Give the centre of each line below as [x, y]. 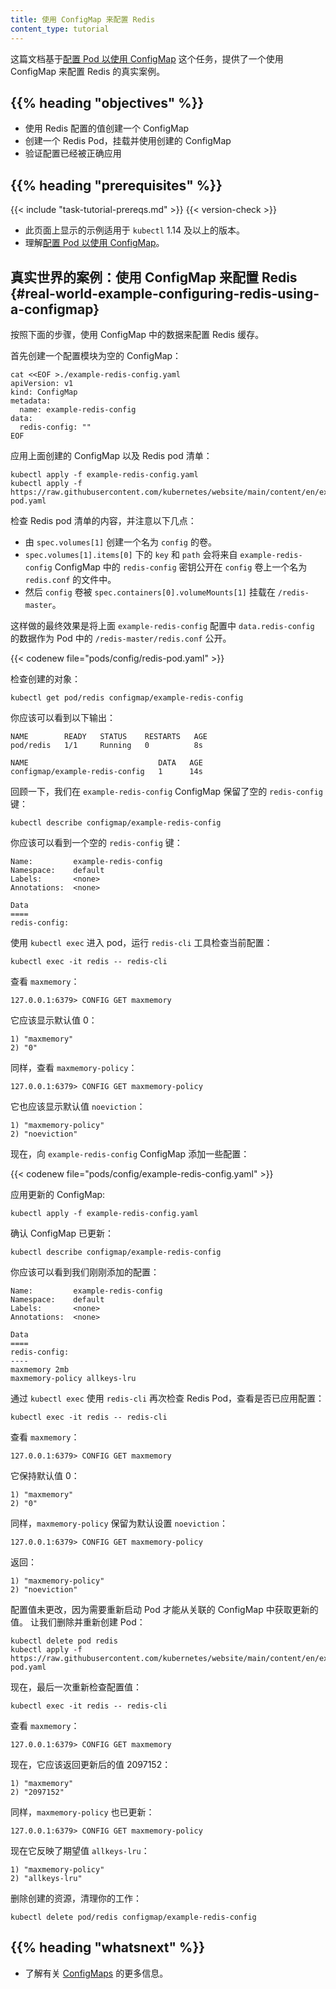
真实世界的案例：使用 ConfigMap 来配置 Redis [154, 277]
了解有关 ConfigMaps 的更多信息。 [96, 1973]
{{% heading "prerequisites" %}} [116, 185]
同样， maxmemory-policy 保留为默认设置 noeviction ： [119, 1523]
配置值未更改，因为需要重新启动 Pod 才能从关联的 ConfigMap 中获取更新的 [164, 1609]
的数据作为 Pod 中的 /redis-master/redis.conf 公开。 [121, 638]
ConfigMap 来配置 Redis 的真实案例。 [88, 71]
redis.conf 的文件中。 [70, 579]
